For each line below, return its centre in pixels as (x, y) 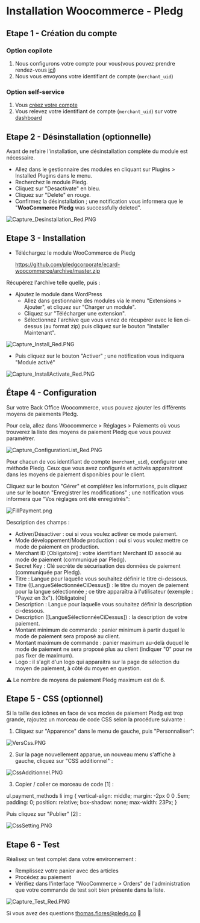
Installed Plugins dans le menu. (53, 175)
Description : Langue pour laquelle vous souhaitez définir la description (103, 604)
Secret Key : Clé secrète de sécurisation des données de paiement (98, 566)
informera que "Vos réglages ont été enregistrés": (68, 499)
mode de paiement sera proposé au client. (67, 636)
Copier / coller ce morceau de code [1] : (64, 785)
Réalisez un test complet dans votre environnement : (71, 859)
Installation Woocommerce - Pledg (95, 11)
